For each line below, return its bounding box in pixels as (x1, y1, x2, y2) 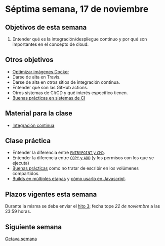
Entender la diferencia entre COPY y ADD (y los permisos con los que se (12, 155, 154, 161)
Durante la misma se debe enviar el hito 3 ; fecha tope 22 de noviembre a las (5, 203, 161, 209)
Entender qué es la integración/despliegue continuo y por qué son (12, 36, 147, 42)
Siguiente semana (5, 223, 62, 231)
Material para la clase (5, 109, 73, 118)
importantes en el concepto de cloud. (12, 41, 89, 47)
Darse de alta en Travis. (12, 74, 61, 80)
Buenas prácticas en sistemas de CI (12, 95, 85, 101)
